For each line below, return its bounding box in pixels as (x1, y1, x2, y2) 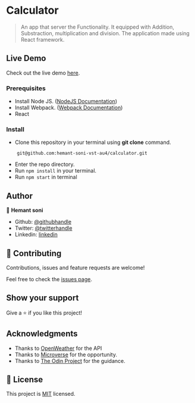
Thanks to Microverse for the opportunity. (14, 350, 118, 358)
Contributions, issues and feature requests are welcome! (6, 264, 145, 271)
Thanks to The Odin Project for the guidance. (14, 357, 126, 364)
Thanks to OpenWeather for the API (14, 344, 102, 352)
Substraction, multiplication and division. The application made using (20, 29, 190, 36)
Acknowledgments (6, 329, 78, 339)
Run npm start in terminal (14, 174, 77, 181)
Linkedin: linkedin (14, 231, 58, 238)
